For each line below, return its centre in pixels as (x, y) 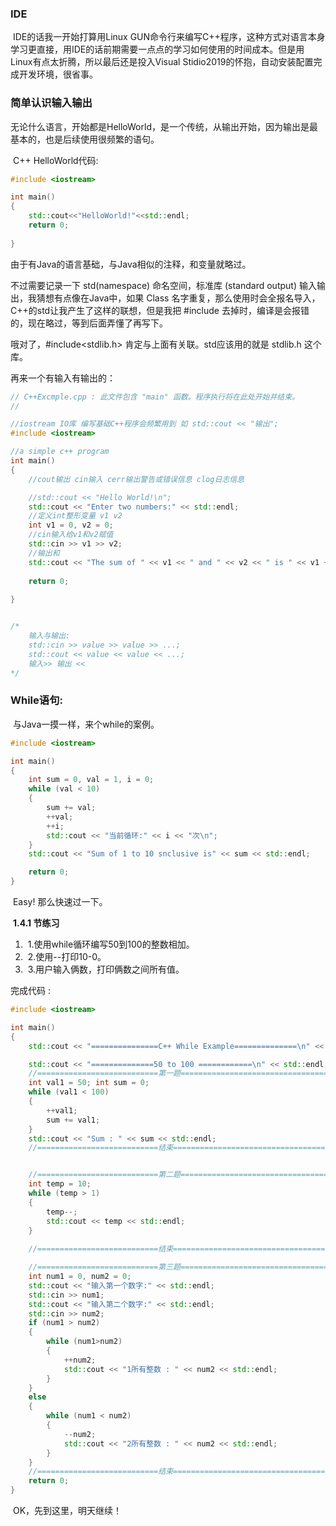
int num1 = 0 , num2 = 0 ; (80, 1277)
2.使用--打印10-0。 (67, 957)
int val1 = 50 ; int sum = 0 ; (89, 1083)
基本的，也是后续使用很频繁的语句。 (85, 139)
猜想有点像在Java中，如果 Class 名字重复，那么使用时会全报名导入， (178, 298)
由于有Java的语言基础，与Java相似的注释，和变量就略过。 (131, 264)
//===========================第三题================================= (178, 1267)
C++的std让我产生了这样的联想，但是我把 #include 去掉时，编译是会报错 (160, 310)
